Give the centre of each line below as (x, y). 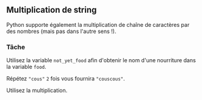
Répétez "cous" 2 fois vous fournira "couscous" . (66, 79)
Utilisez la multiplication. (37, 90)
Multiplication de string (52, 10)
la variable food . (27, 67)
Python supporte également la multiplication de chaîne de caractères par (98, 24)
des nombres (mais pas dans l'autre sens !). (61, 31)
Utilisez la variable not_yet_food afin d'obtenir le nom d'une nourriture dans (101, 60)
